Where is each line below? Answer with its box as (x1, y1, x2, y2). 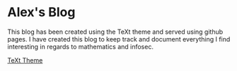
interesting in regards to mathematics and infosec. (7, 42, 154, 51)
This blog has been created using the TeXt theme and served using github (7, 27, 224, 36)
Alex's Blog (7, 4, 76, 20)
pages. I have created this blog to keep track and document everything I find (7, 34, 231, 43)
